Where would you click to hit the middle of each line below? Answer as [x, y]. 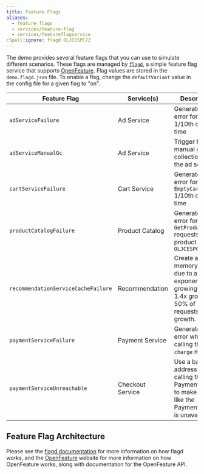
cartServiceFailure [37, 189]
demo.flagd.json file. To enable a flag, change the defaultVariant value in [99, 77]
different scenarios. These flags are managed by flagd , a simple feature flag [102, 64]
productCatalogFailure [42, 231]
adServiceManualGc [36, 153]
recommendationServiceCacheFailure [61, 288]
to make [185, 392]
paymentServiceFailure [42, 340]
